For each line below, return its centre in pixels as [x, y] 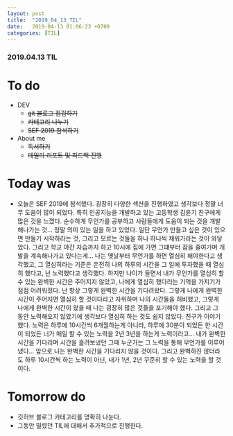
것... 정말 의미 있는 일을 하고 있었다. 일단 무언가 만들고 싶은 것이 [127, 230]
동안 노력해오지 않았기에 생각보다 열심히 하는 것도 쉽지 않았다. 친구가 [110, 317]
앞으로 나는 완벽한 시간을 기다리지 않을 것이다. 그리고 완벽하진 [119, 351]
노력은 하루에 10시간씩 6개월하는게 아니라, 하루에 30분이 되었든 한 [121, 325]
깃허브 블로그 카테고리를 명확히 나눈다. [69, 417]
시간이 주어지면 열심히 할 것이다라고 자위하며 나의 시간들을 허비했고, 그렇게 [118, 299]
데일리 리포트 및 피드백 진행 [64, 155]
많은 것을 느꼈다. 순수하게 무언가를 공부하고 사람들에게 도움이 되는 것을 [112, 221]
